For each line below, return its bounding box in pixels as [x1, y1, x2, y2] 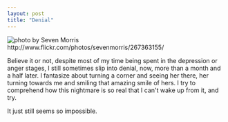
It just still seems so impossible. [7, 107, 98, 115]
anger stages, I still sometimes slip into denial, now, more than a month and [7, 64, 221, 72]
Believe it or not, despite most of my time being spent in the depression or [7, 56, 218, 64]
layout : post [7, 10, 45, 17]
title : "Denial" [7, 17, 54, 24]
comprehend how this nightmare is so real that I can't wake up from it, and [7, 86, 219, 94]
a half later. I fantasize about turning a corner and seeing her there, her [7, 71, 209, 80]
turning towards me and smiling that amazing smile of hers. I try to [7, 78, 196, 87]
